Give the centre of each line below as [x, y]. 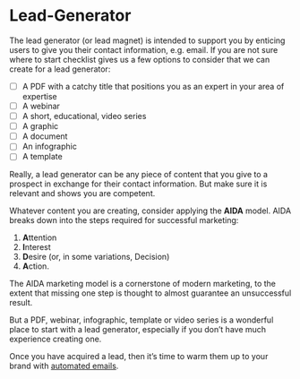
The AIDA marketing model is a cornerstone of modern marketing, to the [142, 284]
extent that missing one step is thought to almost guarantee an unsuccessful [150, 293]
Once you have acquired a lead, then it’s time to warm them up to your [139, 357]
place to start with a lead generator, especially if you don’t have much [138, 330]
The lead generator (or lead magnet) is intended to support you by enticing [147, 40]
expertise [40, 96]
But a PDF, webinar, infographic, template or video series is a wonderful [141, 320]
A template [42, 157]
